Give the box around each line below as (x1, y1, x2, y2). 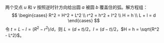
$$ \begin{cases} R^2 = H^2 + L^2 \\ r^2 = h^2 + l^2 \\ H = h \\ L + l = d (11, 12, 156, 18)
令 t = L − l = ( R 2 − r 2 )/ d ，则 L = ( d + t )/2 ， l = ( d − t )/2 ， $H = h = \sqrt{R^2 (5, 25, 160, 32)
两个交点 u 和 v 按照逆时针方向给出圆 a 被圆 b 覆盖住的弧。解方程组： (5, 4, 148, 10)
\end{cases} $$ (67, 18, 100, 23)
